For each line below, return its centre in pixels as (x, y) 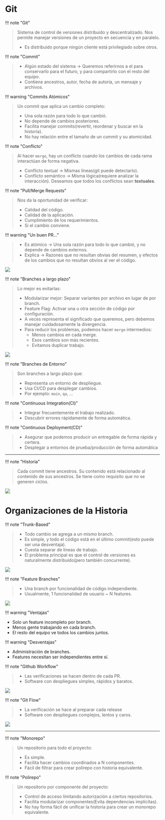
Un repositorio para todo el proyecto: (55, 748)
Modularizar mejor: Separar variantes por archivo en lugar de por (90, 298)
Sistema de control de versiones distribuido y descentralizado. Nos (85, 32)
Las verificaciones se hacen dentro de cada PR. (73, 676)
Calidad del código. (44, 209)
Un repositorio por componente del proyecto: (63, 786)
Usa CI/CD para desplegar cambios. (61, 388)
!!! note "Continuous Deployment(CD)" (44, 427)
